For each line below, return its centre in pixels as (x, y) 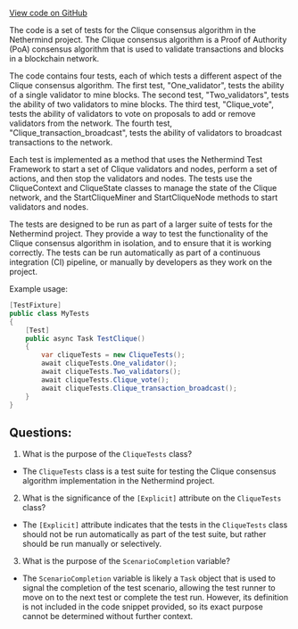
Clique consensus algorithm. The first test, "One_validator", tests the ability (147, 85)
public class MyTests (50, 313)
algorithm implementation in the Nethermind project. (118, 481)
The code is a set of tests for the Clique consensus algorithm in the (132, 30)
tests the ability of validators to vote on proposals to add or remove (132, 114)
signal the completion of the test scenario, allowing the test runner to (149, 588)
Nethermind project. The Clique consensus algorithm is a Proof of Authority (148, 40)
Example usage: (39, 289)
